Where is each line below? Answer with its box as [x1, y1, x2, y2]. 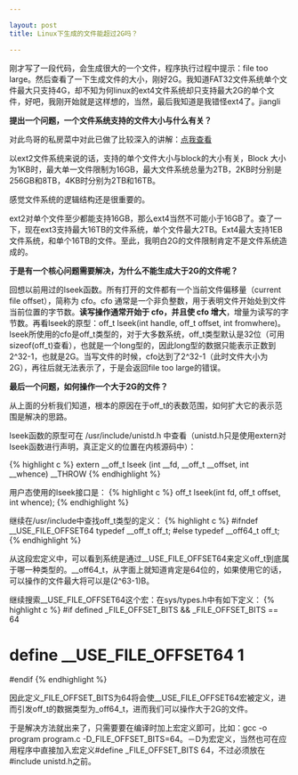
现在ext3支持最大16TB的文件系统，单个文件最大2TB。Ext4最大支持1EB [24, 224, 283, 234]
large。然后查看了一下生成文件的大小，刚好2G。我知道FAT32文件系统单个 [9, 73, 280, 85]
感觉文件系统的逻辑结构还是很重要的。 [9, 193, 149, 205]
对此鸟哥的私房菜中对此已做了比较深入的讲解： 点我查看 [9, 134, 212, 144]
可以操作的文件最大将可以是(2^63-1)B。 [9, 575, 154, 586]
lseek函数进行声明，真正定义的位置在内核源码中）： [9, 441, 197, 452]
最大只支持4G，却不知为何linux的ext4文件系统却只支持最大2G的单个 [16, 85, 267, 95]
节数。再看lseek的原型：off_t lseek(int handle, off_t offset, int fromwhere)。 [9, 317, 286, 328]
